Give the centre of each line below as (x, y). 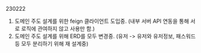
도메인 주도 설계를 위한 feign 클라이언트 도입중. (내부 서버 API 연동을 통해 (102, 21)
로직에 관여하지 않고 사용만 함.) (58, 29)
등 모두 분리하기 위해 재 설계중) (52, 44)
